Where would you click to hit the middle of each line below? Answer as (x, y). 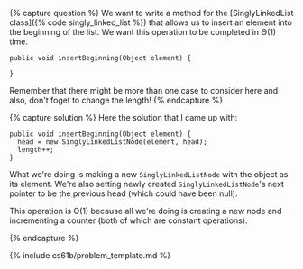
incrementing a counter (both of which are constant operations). (129, 220)
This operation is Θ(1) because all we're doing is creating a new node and (146, 211)
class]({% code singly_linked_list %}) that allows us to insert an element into (151, 22)
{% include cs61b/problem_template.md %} (90, 255)
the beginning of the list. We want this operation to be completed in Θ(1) (143, 32)
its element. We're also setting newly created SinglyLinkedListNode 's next (147, 184)
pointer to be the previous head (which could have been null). (124, 193)
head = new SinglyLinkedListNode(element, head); (112, 142)
